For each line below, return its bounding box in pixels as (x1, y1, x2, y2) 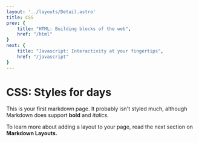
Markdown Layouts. (6, 130, 57, 137)
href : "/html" (17, 31, 53, 37)
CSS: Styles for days (6, 85, 112, 99)
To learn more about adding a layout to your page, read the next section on (6, 123, 194, 130)
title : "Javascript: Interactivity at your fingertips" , (17, 48, 164, 54)
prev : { (6, 20, 26, 26)
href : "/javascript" (17, 54, 69, 60)
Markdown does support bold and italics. (6, 112, 109, 119)
